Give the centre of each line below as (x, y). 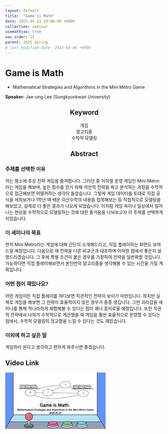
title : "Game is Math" (30, 16)
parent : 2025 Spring (27, 43)
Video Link (22, 363)
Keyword (84, 113)
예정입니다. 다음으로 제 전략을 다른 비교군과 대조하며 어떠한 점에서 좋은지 (85, 251)
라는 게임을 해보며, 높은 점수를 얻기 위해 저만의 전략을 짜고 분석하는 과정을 (77, 187)
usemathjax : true (23, 32)
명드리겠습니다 (20, 257)
